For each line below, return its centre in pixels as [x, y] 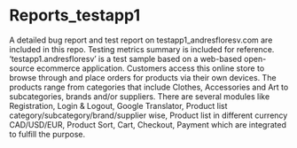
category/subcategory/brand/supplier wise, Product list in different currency [148, 115]
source [22, 68]
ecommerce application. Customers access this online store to [151, 68]
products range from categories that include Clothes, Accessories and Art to [149, 87]
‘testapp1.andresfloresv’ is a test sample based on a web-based [125, 58]
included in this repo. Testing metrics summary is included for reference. [142, 49]
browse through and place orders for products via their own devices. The [143, 77]
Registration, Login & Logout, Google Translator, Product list [118, 105]
